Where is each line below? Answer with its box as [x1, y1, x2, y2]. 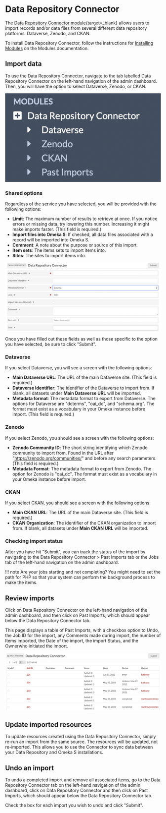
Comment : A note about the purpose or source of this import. [12, 242, 138, 248]
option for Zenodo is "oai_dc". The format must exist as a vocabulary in [12, 471, 157, 477]
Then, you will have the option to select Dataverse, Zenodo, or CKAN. [5, 83, 147, 89]
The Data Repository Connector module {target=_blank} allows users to [5, 20, 150, 26]
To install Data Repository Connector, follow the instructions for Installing [5, 40, 154, 46]
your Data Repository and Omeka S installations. [5, 750, 104, 755]
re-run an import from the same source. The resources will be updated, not [5, 739, 158, 745]
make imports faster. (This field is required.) [12, 227, 102, 232]
